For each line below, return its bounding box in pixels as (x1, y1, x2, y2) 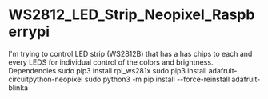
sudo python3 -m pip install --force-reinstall (84, 74, 230, 84)
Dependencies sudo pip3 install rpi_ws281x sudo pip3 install (8, 65, 207, 75)
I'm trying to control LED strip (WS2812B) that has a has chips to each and (8, 49, 253, 58)
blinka (8, 82, 29, 93)
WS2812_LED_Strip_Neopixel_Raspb (8, 6, 255, 24)
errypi (8, 22, 50, 41)
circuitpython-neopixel (8, 74, 83, 84)
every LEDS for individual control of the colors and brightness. (8, 57, 214, 67)
